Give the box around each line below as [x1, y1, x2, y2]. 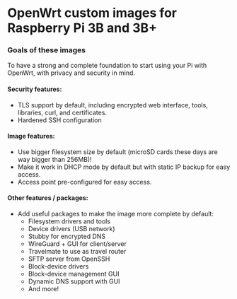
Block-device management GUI [28, 270, 120, 279]
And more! [28, 285, 59, 293]
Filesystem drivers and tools [28, 217, 111, 225]
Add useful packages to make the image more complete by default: [17, 210, 214, 218]
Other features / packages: [7, 194, 88, 202]
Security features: [7, 85, 62, 93]
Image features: [7, 132, 55, 141]
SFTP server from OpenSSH [28, 254, 110, 263]
